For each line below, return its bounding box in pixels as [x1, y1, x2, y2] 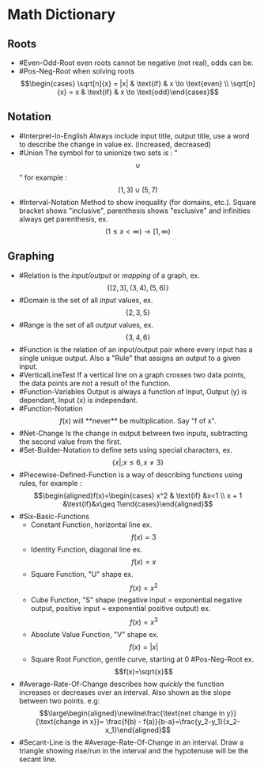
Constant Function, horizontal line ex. [30, 520, 153, 529]
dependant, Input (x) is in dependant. [18, 395, 138, 404]
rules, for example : [18, 478, 82, 487]
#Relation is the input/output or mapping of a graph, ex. [18, 271, 201, 280]
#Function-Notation [18, 404, 84, 413]
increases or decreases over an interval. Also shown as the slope [18, 687, 232, 697]
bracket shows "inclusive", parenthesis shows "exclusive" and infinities [18, 206, 251, 215]
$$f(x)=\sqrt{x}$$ [114, 666, 173, 676]
